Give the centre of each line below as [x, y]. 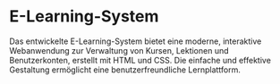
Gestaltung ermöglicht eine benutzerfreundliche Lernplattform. [125, 70]
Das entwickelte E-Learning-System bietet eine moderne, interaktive [136, 41]
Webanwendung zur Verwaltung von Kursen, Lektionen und [119, 50]
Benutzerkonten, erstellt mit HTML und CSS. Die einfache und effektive [140, 60]
